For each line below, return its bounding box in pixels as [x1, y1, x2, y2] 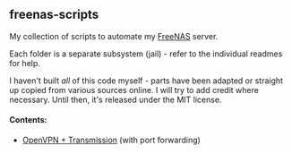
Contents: [9, 115, 47, 125]
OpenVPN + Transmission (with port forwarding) [21, 134, 202, 146]
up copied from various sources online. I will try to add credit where [9, 84, 260, 95]
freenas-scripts [9, 7, 99, 22]
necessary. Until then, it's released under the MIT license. [9, 94, 222, 105]
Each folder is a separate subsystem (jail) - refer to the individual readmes [9, 48, 283, 59]
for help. [9, 57, 40, 68]
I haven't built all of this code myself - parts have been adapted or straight [9, 75, 284, 86]
